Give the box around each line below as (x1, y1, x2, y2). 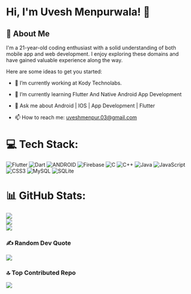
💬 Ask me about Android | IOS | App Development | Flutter (14, 102, 156, 109)
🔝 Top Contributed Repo (6, 269, 76, 277)
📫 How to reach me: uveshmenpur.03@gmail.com (14, 114, 137, 121)
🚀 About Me (6, 29, 50, 39)
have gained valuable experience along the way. (6, 57, 123, 63)
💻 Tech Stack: (6, 138, 79, 151)
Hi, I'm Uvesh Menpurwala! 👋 (6, 5, 150, 19)
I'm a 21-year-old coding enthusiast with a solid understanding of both (6, 44, 176, 51)
